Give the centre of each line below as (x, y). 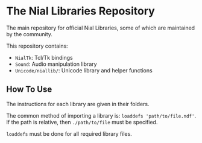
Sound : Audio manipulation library (56, 64)
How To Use (29, 90)
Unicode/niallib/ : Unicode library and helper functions (84, 70)
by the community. (30, 34)
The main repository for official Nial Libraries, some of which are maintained (100, 28)
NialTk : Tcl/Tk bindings (44, 57)
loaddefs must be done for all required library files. (69, 133)
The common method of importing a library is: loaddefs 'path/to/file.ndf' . (101, 115)
